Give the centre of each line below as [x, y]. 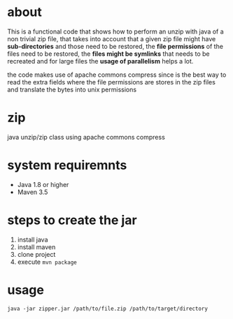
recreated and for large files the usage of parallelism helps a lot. [100, 61]
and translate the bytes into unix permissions [72, 89]
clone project [36, 254]
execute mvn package [47, 262]
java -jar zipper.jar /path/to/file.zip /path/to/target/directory [108, 309]
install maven [36, 247]
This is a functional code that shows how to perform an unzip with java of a [115, 31]
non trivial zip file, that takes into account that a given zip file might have [112, 38]
